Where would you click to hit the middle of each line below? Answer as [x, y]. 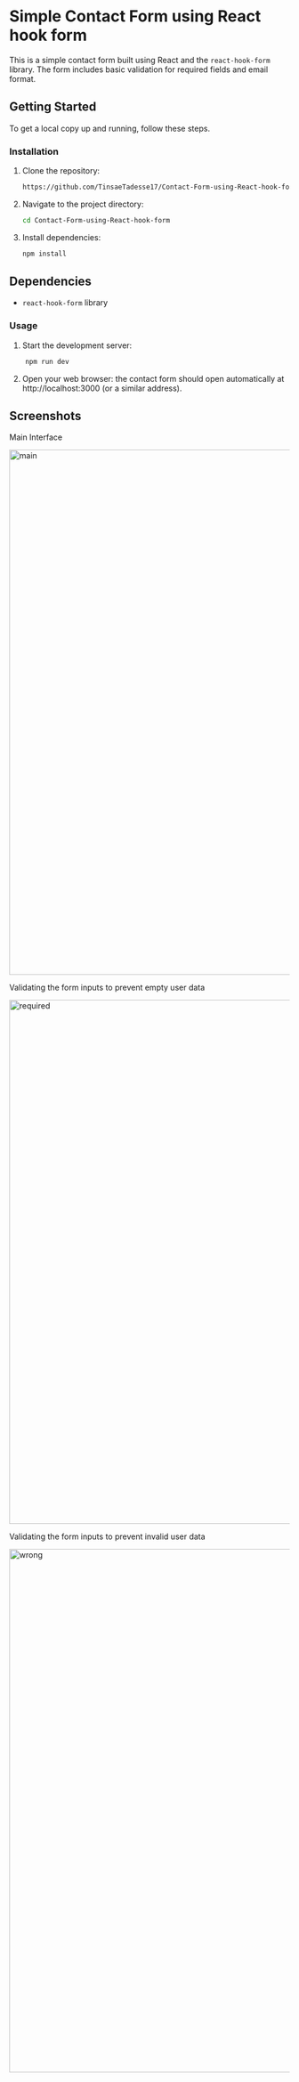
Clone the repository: [61, 171]
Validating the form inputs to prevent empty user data [107, 988]
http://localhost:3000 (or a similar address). [102, 388]
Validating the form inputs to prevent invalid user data [108, 1536]
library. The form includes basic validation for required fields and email [139, 69]
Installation [34, 151]
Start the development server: [77, 345]
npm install [44, 254]
